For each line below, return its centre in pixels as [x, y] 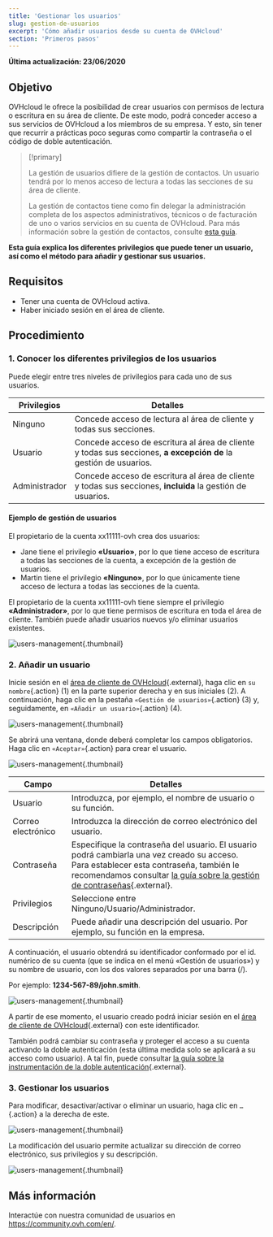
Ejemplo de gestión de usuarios [63, 518]
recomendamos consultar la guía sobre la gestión [166, 875]
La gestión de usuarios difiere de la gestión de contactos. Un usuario [144, 173]
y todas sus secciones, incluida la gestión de [160, 486]
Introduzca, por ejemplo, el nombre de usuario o [163, 798]
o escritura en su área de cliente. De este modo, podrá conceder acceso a [133, 115]
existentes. [27, 627]
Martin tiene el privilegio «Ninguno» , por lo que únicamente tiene [130, 577]
